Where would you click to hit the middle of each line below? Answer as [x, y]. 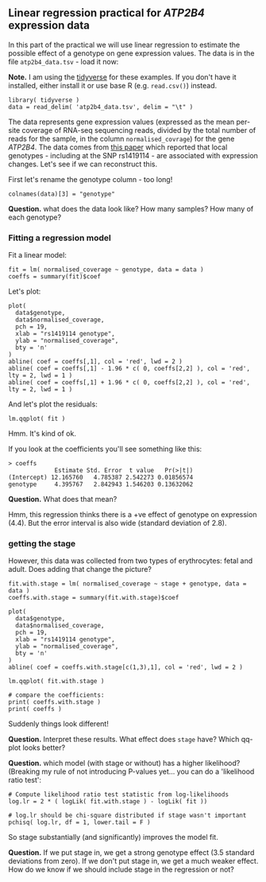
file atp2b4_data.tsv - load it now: [64, 61]
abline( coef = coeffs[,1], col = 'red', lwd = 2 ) [95, 362]
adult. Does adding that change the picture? [80, 569]
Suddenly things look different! [58, 724]
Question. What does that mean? [63, 499]
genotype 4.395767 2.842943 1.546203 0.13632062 [101, 484]
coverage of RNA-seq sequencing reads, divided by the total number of [139, 130]
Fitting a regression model [60, 238]
